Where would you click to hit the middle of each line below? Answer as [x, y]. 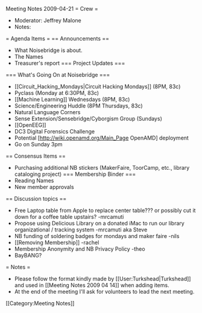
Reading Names [34, 180]
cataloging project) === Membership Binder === [75, 174]
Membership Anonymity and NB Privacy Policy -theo [80, 249]
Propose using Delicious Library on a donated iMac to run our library [99, 223]
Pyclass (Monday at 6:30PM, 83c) [57, 93]
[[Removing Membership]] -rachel [57, 242]
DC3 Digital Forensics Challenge [55, 131]
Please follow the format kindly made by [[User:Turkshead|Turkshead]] [103, 279]
